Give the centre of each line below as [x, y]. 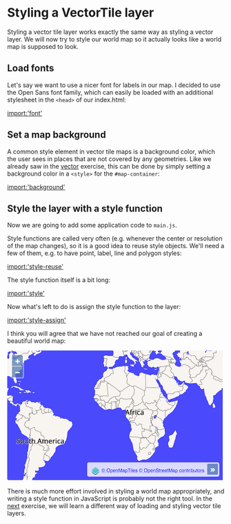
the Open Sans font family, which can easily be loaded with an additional [110, 92]
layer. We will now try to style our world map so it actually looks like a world [114, 39]
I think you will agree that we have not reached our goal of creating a [105, 334]
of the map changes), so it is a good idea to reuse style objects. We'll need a [116, 246]
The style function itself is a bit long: [59, 280]
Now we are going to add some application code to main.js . [92, 225]
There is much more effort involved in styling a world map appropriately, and [116, 492]
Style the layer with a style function [85, 208]
